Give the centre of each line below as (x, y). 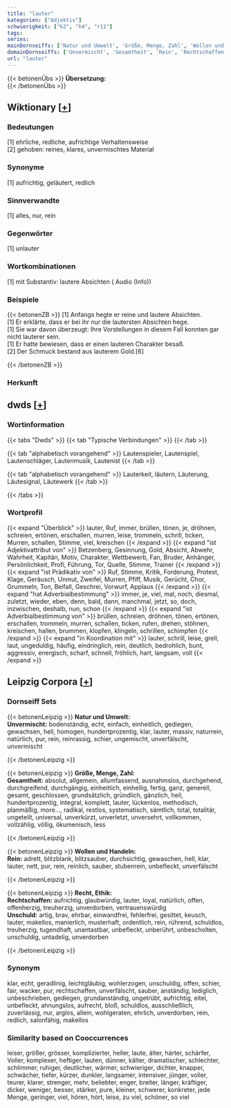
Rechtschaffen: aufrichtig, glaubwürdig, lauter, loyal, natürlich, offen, (106, 900)
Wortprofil (25, 513)
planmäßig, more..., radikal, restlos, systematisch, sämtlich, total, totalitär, (112, 810)
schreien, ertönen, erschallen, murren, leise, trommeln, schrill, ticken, (106, 535)
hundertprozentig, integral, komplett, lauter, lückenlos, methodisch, (103, 802)
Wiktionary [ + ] (39, 108)
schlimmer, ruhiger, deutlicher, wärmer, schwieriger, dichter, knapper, (106, 1068)
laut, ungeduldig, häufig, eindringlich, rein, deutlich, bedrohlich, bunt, (105, 645)
